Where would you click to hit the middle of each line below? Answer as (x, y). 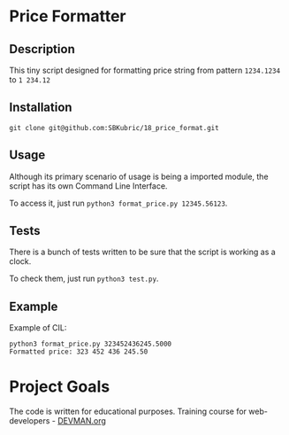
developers (30, 421)
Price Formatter (68, 16)
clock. (20, 261)
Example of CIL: (38, 328)
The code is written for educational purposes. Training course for (128, 412)
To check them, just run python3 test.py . (84, 279)
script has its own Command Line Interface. (88, 186)
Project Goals (60, 387)
